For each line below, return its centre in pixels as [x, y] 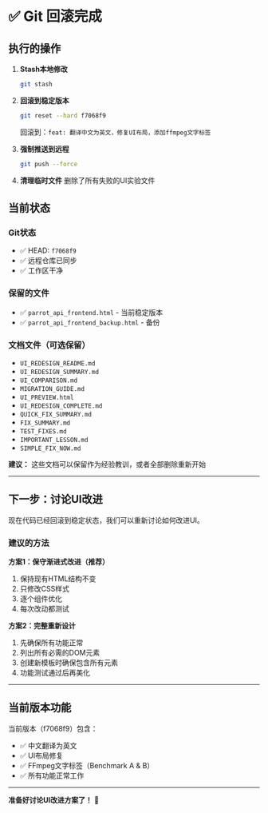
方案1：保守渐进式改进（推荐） [59, 562]
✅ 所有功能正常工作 [52, 775]
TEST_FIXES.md [43, 431]
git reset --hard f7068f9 [63, 116]
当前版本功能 [40, 708]
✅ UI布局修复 [41, 755]
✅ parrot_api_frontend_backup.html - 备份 [90, 322]
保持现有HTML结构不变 [58, 579]
